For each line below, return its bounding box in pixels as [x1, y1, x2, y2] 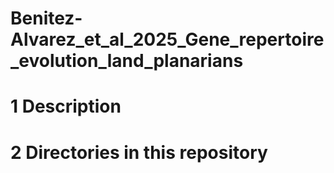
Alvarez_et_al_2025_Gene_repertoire [10, 28, 325, 51]
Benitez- [10, 7, 83, 30]
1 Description [10, 95, 122, 118]
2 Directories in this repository [10, 141, 268, 164]
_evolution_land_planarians [10, 50, 244, 72]
